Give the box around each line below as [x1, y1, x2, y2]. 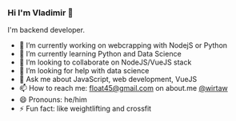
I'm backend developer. [7, 25, 86, 35]
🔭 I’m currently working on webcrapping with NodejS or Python [18, 41, 228, 50]
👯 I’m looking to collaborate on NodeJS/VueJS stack [18, 57, 192, 67]
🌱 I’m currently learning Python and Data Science [18, 49, 182, 59]
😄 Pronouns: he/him [18, 95, 87, 104]
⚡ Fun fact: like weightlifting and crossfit [18, 103, 152, 114]
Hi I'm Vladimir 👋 [7, 7, 74, 18]
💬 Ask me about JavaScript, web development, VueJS [18, 75, 198, 84]
